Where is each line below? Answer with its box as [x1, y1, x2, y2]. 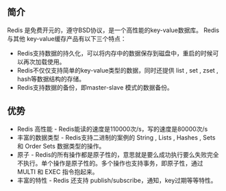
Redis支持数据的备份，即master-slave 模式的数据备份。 [16, 83, 173, 91]
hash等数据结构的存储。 [16, 75, 86, 83]
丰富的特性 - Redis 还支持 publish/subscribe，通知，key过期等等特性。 [16, 176, 217, 184]
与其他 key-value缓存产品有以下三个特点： [7, 34, 127, 42]
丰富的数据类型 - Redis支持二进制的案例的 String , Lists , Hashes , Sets [16, 133, 216, 142]
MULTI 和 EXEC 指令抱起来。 [16, 167, 99, 176]
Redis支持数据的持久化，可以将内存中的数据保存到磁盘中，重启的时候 [16, 49, 214, 57]
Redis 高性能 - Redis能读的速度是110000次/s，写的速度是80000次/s [16, 125, 208, 133]
